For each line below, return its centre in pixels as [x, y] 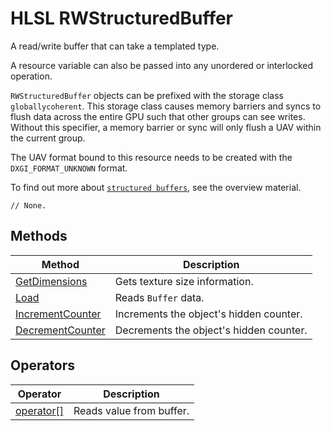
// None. [28, 205]
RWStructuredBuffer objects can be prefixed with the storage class [147, 95]
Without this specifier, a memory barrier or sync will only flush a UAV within [166, 127]
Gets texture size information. [184, 281]
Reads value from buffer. [131, 410]
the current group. [48, 138]
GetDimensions [51, 281]
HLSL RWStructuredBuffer [122, 18]
